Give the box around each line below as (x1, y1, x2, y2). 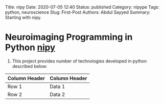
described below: (12, 63, 47, 69)
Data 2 (49, 91, 65, 98)
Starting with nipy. (5, 15, 42, 20)
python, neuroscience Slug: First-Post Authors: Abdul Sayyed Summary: (5, 9, 151, 15)
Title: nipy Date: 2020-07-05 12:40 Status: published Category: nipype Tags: (5, 4, 160, 10)
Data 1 (49, 83, 65, 90)
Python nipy (5, 42, 55, 53)
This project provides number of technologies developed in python (12, 58, 147, 64)
